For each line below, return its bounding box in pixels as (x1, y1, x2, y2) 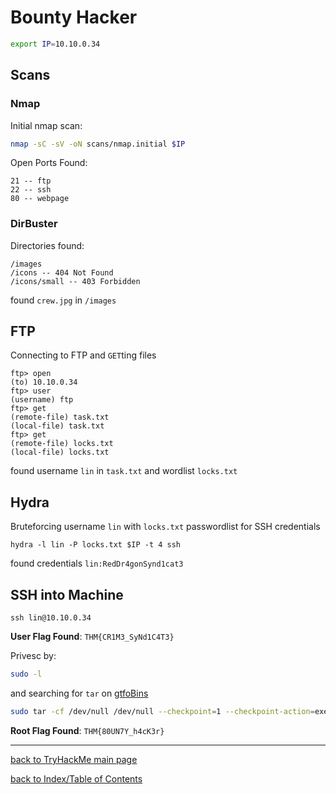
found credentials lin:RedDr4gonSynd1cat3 (10, 557, 184, 570)
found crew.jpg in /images (10, 294, 117, 306)
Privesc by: (10, 650, 57, 662)
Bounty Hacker (10, 6, 138, 29)
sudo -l (10, 669, 43, 680)
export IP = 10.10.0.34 (10, 39, 101, 49)
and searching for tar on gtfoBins (10, 687, 149, 699)
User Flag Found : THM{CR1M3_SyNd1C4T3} (10, 631, 175, 643)
